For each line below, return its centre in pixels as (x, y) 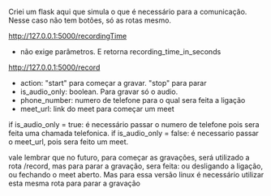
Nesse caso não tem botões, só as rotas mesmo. (90, 20)
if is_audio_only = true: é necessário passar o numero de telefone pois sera (134, 124)
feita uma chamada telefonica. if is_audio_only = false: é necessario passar (134, 133)
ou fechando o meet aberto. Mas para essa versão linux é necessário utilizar (136, 175)
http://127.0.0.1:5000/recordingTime (68, 36)
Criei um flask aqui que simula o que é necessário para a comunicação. (128, 12)
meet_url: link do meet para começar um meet (97, 109)
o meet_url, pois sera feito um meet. (69, 142)
